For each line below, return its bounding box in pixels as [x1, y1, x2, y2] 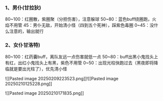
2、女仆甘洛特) [5, 42, 41, 49]
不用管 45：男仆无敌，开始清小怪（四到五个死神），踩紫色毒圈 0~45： [9, 22, 150, 28]
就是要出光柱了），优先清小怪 [9, 66, 67, 71]
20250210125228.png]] [5, 81, 52, 86]
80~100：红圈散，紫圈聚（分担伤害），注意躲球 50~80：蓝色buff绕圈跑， [5, 16, 152, 22]
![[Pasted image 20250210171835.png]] [5, 90, 84, 96]
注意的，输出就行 [9, 28, 44, 34]
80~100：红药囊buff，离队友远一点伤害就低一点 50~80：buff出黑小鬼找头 [5, 53, 154, 59]
